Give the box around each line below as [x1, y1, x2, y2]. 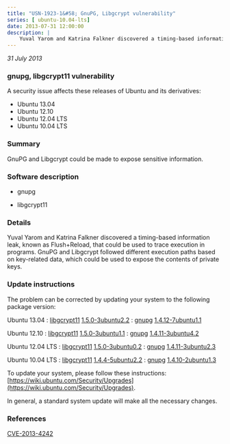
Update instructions [7, 280, 75, 289]
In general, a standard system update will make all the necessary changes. [7, 397, 218, 405]
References [7, 414, 47, 423]
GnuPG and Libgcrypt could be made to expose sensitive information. [7, 155, 204, 163]
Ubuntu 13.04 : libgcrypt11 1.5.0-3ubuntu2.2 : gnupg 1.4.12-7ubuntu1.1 [7, 316, 202, 324]
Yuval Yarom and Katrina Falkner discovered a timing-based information [7, 234, 210, 242]
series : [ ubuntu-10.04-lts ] [7, 16, 90, 23]
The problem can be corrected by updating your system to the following [7, 295, 210, 304]
